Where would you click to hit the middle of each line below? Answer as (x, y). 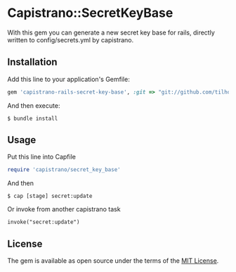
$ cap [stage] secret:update (50, 196)
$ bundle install (33, 118)
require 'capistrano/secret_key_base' (64, 170)
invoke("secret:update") (44, 222)
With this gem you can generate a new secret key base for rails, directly (111, 32)
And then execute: (34, 105)
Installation (32, 62)
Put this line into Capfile (41, 157)
